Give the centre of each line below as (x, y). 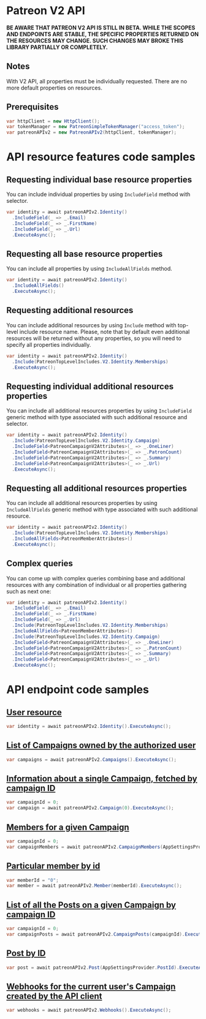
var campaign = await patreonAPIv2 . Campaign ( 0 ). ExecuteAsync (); (90, 808)
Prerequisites (32, 107)
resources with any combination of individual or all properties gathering (97, 585)
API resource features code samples (101, 157)
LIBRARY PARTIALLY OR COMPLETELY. (57, 47)
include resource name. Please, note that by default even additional (105, 331)
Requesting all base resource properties (85, 254)
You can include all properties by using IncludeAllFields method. (90, 269)
